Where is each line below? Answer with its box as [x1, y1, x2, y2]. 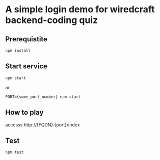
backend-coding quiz [5, 14, 98, 26]
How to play [5, 108, 44, 117]
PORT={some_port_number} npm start [5, 94, 81, 99]
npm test [5, 150, 24, 155]
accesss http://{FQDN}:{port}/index [5, 121, 80, 128]
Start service [5, 62, 47, 71]
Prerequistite [5, 35, 47, 43]
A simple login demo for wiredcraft [5, 4, 155, 15]
